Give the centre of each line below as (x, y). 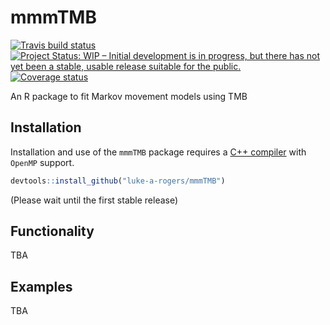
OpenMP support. (42, 162)
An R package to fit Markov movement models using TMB (129, 96)
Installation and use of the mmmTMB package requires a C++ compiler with (158, 152)
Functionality (52, 231)
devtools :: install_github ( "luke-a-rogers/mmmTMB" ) (118, 181)
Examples (41, 286)
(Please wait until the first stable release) (94, 200)
